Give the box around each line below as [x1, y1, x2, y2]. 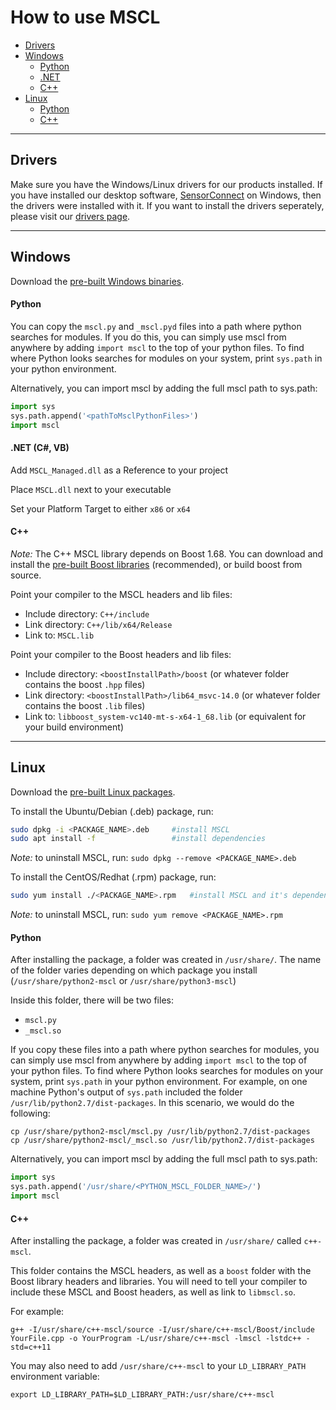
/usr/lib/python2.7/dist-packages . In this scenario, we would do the [10, 1097, 295, 1109]
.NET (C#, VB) [10, 441, 70, 453]
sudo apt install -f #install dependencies [10, 834, 267, 844]
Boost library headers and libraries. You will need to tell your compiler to [10, 1276, 308, 1288]
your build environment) [24, 721, 124, 733]
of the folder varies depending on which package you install [10, 964, 258, 976]
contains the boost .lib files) [24, 699, 146, 711]
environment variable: [10, 1371, 100, 1383]
